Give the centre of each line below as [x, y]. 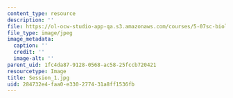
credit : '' [29, 52]
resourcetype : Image [37, 71]
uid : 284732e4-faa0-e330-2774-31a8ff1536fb [71, 84]
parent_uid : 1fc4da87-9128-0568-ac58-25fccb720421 [82, 65]
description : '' [31, 20]
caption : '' [31, 46]
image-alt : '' [34, 59]
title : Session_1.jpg [38, 78]
